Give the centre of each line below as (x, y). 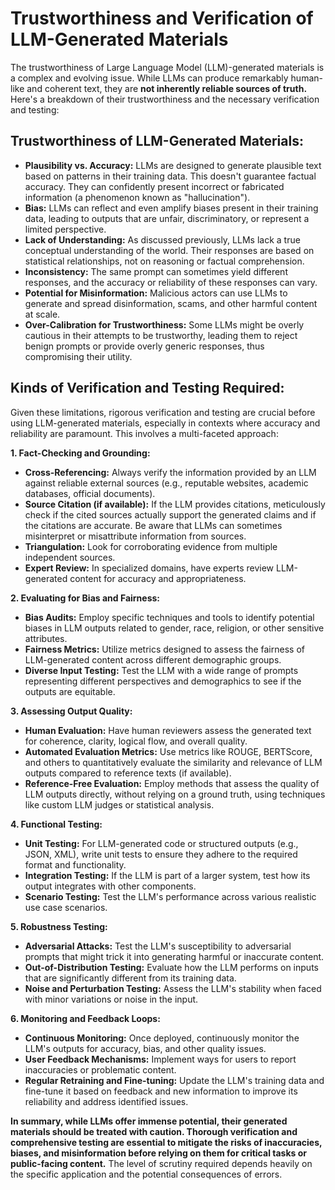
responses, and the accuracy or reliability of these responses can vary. (171, 282)
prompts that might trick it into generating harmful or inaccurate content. (174, 956)
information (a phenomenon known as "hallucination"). (137, 197)
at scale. (42, 314)
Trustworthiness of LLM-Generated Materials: (157, 141)
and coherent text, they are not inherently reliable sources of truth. (167, 88)
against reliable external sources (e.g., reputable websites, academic (166, 483)
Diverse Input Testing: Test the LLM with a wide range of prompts (161, 670)
